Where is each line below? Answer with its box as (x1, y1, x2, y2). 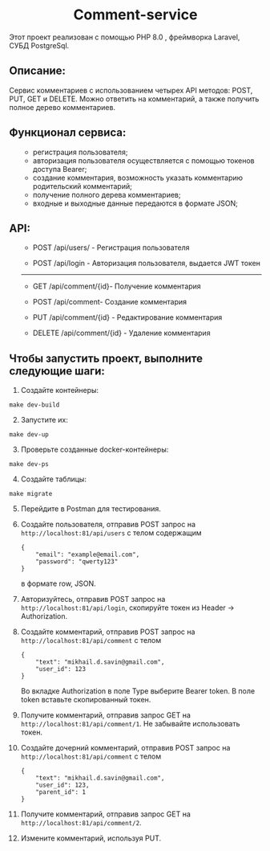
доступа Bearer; (32, 164, 87, 174)
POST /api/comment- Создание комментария (32, 297, 187, 307)
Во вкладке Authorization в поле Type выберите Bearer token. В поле (20, 686, 256, 696)
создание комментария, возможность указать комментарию (32, 173, 244, 182)
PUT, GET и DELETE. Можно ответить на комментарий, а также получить (9, 94, 260, 104)
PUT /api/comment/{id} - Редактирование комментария (32, 313, 223, 322)
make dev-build (9, 401, 60, 409)
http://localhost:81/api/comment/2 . (20, 818, 143, 828)
